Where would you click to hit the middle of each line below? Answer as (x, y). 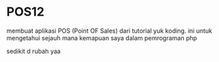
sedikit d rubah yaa (34, 51)
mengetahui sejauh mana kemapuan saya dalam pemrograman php (102, 37)
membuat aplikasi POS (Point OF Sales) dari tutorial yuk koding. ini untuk (109, 31)
